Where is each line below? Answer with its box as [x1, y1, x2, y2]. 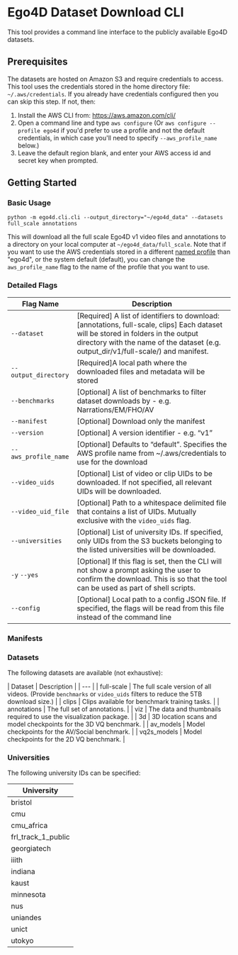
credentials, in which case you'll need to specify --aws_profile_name [17, 133, 217, 142]
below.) [17, 141, 40, 150]
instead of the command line [76, 612, 172, 622]
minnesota [11, 890, 46, 900]
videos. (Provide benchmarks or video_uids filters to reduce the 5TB [7, 689, 203, 698]
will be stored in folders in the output [76, 328, 198, 338]
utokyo [11, 936, 34, 946]
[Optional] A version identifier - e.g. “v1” [76, 428, 212, 437]
